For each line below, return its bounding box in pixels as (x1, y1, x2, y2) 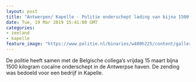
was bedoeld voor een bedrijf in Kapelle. (6, 69, 103, 76)
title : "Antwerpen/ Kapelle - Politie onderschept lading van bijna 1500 (6, 14, 190, 20)
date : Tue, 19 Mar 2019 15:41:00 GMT (6, 19, 98, 25)
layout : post (6, 8, 38, 15)
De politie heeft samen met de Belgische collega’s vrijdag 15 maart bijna (6, 56, 178, 64)
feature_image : (6, 41, 43, 47)
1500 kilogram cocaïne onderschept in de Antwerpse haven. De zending (6, 63, 180, 70)
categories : (6, 24, 35, 31)
